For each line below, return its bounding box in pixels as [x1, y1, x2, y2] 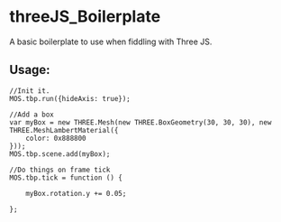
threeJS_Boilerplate [9, 6, 161, 27]
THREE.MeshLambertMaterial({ [9, 125, 119, 134]
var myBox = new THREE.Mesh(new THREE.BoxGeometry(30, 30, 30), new [9, 117, 272, 127]
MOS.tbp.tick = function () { [9, 173, 123, 182]
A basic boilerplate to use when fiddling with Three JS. [9, 36, 213, 47]
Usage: [9, 62, 51, 78]
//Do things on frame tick [9, 165, 111, 174]
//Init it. [9, 86, 50, 96]
